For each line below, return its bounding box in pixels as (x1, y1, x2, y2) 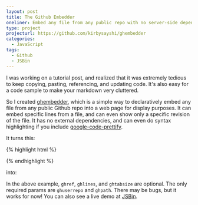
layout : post (6, 8, 38, 15)
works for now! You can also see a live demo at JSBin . (6, 193, 138, 200)
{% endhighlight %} (6, 157, 54, 164)
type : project (6, 25, 41, 31)
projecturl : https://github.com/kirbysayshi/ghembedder (6, 31, 146, 37)
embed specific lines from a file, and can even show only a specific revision (6, 110, 190, 118)
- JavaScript (11, 42, 44, 48)
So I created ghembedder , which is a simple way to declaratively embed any (6, 98, 192, 105)
